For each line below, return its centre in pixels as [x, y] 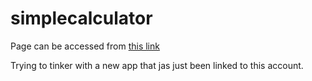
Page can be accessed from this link [85, 46]
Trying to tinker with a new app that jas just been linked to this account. [157, 65]
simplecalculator [81, 18]
